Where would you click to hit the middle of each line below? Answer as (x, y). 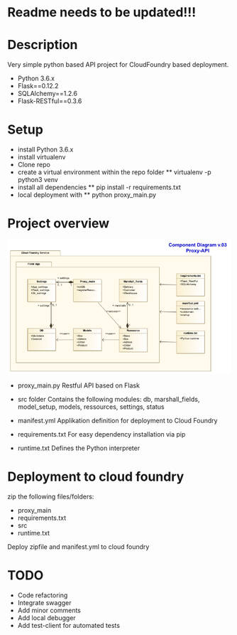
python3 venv (38, 180)
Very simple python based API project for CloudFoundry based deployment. (118, 65)
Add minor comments (49, 610)
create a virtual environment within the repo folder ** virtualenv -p (114, 172)
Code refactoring (43, 595)
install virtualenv (42, 157)
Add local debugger (46, 618)
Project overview (59, 224)
